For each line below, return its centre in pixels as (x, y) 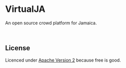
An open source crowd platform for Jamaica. (51, 23)
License (18, 48)
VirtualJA (25, 9)
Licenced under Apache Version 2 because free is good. (63, 60)
